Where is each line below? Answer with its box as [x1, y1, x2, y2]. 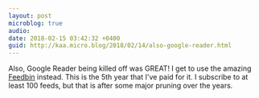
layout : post [8, 11, 52, 20]
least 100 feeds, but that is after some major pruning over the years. [8, 81, 233, 91]
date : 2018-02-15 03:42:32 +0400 [8, 34, 121, 43]
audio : [8, 27, 31, 35]
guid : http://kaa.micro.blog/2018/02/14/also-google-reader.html [8, 42, 232, 50]
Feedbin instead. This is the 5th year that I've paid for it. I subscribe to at [8, 72, 249, 82]
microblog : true [8, 19, 63, 27]
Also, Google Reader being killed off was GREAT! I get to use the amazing [8, 63, 252, 73]
